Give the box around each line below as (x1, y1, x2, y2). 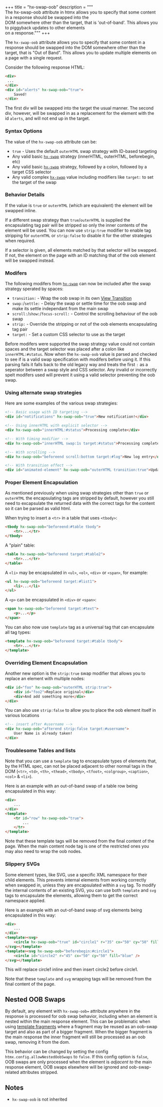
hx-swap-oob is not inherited (12, 1096, 67, 1102)
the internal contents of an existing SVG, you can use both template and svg (5, 887, 156, 893)
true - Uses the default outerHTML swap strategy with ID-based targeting (12, 148, 157, 154)
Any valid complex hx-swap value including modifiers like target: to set (12, 174, 154, 180)
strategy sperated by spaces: (5, 286, 64, 292)
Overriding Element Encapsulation (5, 659, 88, 666)
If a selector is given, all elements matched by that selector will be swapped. (5, 247, 158, 253)
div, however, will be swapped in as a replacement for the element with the (5, 111, 154, 116)
